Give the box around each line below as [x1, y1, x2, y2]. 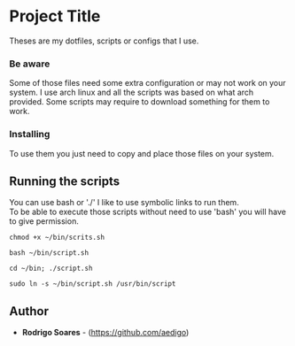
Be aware [9, 58, 50, 70]
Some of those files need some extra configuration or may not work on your [9, 78, 286, 88]
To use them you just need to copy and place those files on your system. [9, 148, 275, 158]
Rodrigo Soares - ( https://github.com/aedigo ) [21, 327, 190, 338]
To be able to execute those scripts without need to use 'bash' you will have [9, 206, 286, 218]
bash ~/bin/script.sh [9, 249, 89, 258]
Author [9, 304, 49, 319]
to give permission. [9, 216, 80, 227]
